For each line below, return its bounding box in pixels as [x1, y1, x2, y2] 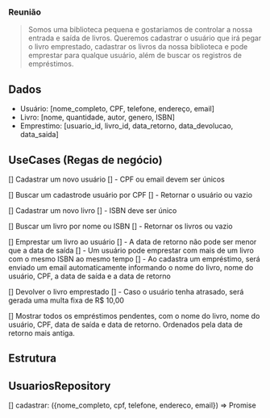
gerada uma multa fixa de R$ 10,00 [8, 295, 125, 305]
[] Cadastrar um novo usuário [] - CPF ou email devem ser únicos [8, 174, 226, 184]
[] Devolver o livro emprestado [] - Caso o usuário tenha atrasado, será [8, 286, 244, 296]
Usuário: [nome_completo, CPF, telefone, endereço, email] [19, 104, 215, 114]
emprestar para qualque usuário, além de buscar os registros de [27, 51, 242, 61]
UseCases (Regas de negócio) [8, 153, 163, 167]
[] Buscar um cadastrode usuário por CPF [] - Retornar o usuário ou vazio [8, 190, 252, 199]
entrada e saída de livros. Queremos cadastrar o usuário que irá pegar [27, 33, 262, 43]
